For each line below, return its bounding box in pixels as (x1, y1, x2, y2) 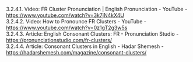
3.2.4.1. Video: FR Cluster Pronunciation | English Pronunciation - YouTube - (6, 6, 188, 12)
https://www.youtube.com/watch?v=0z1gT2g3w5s (6, 24, 128, 31)
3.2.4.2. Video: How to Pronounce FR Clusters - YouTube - (6, 18, 147, 25)
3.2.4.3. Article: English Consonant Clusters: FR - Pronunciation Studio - (6, 30, 179, 37)
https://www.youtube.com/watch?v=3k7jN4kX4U (6, 12, 124, 19)
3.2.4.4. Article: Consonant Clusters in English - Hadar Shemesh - (6, 43, 164, 50)
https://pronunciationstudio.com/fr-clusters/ (6, 37, 113, 43)
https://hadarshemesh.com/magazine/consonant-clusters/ (6, 49, 147, 56)
